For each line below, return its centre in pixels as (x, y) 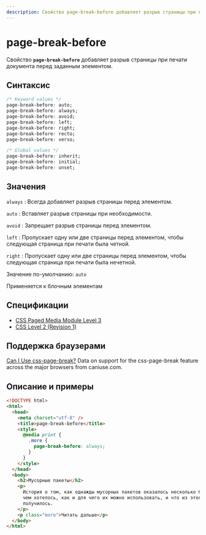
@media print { (42, 435)
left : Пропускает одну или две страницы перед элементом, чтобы (95, 237)
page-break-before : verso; (41, 139)
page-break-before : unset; (41, 168)
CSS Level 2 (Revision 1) (46, 327)
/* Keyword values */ (34, 100)
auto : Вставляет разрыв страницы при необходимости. (79, 213)
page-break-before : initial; (44, 162)
